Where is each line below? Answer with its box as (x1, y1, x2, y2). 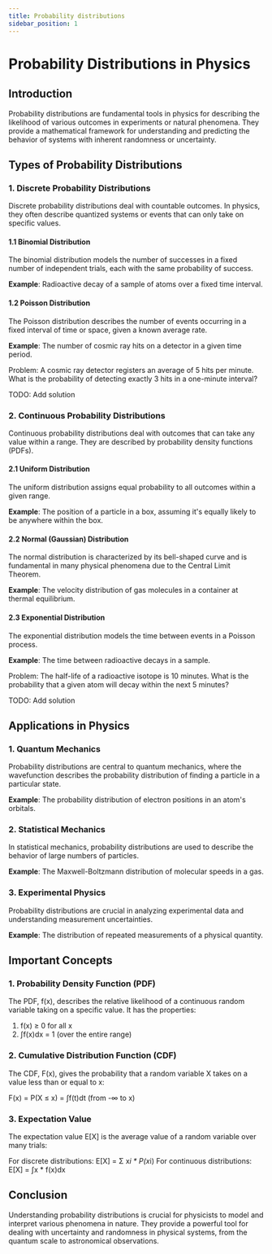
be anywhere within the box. (8, 515, 104, 525)
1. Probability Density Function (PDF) (8, 978, 156, 989)
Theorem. (8, 569, 41, 579)
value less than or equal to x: (8, 1076, 105, 1087)
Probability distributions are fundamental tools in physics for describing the (8, 108, 260, 118)
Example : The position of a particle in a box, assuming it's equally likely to (8, 506, 257, 517)
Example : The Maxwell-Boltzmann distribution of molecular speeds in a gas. (8, 866, 264, 876)
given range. (8, 491, 51, 501)
